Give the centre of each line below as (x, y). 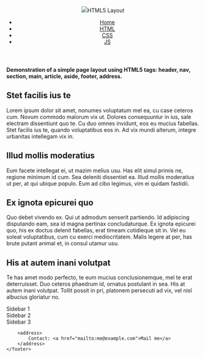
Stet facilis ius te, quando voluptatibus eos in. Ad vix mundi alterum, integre (101, 130)
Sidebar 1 (18, 309)
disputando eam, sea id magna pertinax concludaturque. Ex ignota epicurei (101, 224)
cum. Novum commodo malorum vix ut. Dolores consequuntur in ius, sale (99, 116)
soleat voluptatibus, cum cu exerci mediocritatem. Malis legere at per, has (99, 237)
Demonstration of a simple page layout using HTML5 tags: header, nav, (99, 70)
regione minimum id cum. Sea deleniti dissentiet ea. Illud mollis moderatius (100, 177)
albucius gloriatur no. (33, 297)
